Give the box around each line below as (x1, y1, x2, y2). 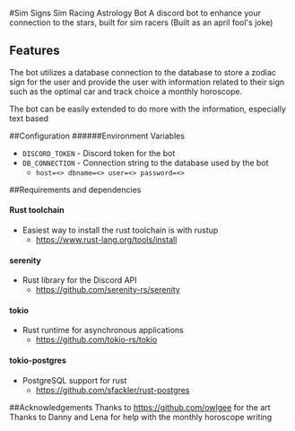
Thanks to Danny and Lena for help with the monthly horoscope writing (9, 411, 273, 422)
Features (9, 43, 60, 58)
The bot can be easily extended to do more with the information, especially (9, 103, 287, 114)
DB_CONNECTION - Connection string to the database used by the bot (22, 157, 269, 168)
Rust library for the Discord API (22, 275, 137, 286)
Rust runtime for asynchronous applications (22, 325, 184, 336)
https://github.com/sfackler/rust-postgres (35, 384, 190, 395)
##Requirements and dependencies (9, 184, 142, 195)
